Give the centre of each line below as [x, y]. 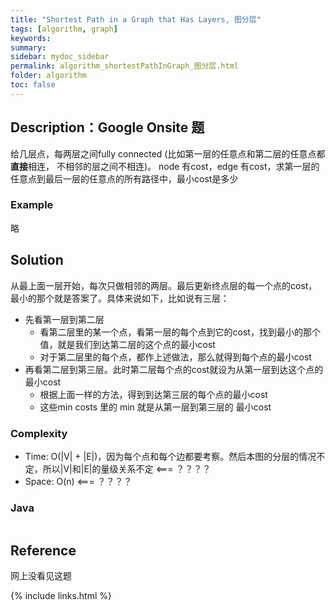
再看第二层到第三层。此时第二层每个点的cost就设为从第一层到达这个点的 [174, 369]
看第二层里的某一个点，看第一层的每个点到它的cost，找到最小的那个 [180, 332]
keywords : [31, 38]
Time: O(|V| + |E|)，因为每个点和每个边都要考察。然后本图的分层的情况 [170, 456]
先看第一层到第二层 [64, 319]
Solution [37, 260]
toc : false [33, 85]
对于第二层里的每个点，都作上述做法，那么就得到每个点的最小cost [175, 357]
